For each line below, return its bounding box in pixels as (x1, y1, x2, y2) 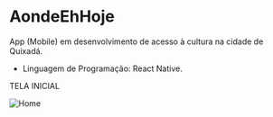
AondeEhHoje (9, 6, 115, 27)
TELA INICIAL (9, 80, 61, 91)
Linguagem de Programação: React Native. (22, 63, 183, 74)
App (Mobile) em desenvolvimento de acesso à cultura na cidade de (9, 36, 264, 47)
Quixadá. (9, 45, 43, 56)
